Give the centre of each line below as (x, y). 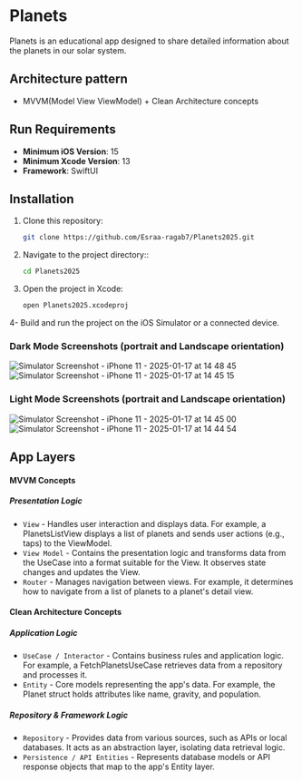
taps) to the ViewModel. (67, 543)
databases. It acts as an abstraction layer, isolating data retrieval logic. (154, 747)
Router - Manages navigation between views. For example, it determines (158, 581)
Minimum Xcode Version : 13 (76, 161)
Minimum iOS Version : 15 (71, 151)
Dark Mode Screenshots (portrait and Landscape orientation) (147, 346)
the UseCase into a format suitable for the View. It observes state (144, 562)
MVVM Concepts (43, 480)
